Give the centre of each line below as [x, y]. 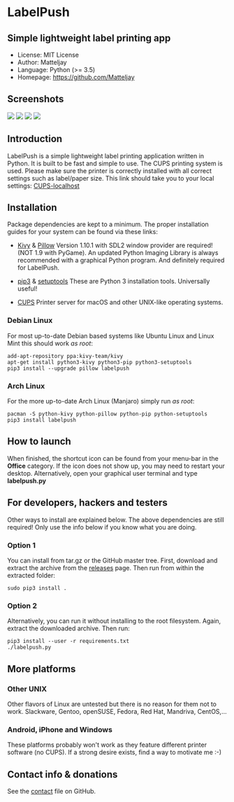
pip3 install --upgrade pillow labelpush [68, 368]
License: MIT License [48, 55]
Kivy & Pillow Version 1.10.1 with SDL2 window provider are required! [115, 245]
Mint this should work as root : [50, 343]
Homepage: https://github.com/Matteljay [76, 77]
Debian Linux [30, 321]
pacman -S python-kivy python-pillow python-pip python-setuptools [108, 414]
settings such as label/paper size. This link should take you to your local [111, 178]
